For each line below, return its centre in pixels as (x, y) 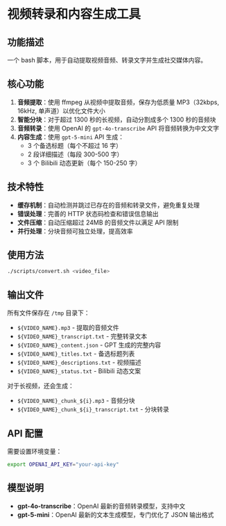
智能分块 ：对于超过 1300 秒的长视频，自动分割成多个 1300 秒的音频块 (116, 120)
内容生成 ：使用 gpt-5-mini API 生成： (71, 137)
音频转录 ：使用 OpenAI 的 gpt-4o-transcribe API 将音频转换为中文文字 (118, 128)
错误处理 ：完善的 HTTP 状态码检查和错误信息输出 (88, 213)
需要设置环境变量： (35, 451)
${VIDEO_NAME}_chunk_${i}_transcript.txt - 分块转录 (93, 409)
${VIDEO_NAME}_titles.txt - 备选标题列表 (76, 354)
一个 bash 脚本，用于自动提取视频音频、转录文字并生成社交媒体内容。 (107, 60)
